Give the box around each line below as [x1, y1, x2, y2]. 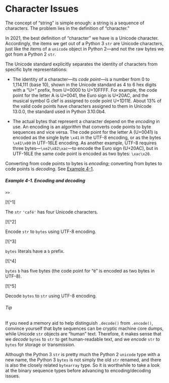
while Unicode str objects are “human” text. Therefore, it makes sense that [5, 331, 161, 337]
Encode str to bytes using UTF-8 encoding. [5, 228, 96, 235]
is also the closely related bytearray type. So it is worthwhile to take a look [5, 362, 160, 368]
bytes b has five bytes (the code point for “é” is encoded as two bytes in [5, 267, 155, 274]
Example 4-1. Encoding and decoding [5, 177, 86, 183]
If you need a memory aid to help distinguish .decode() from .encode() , [5, 320, 153, 326]
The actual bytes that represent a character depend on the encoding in [12, 118, 160, 124]
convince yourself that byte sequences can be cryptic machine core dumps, [5, 325, 164, 332]
